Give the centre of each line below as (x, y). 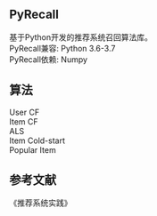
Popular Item (33, 149)
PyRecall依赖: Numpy (48, 59)
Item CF (24, 121)
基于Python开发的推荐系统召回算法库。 (81, 37)
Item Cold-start (37, 140)
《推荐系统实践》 (41, 203)
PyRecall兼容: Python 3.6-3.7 (62, 48)
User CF (25, 112)
